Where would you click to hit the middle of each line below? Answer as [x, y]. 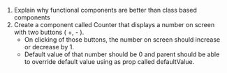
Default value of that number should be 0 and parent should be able [122, 54]
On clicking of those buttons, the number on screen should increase [122, 40]
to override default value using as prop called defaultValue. [109, 62]
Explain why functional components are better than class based [105, 10]
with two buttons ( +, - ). [49, 32]
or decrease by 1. [49, 47]
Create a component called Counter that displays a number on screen [114, 25]
